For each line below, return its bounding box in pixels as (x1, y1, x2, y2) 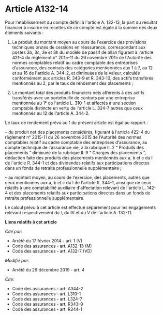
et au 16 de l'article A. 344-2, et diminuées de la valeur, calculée (12, 70, 140, 76)
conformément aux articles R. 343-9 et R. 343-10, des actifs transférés (12, 75, 154, 81)
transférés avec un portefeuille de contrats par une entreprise (12, 95, 135, 100)
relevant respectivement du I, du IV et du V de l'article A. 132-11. (5, 209, 133, 215)
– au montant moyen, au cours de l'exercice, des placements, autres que (5, 174, 150, 180)
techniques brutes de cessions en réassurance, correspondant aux (12, 44, 146, 50)
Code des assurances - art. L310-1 (12, 291, 81, 297)
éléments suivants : (5, 30, 44, 35)
